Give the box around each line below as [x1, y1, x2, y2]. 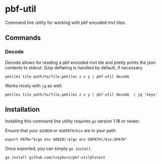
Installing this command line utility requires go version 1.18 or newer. [5, 118, 140, 124]
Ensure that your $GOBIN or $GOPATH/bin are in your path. [5, 128, 117, 134]
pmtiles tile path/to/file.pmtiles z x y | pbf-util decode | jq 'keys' [5, 92, 158, 97]
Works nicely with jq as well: [5, 82, 63, 88]
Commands [5, 34, 41, 42]
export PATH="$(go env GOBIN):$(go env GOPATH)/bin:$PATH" [5, 137, 127, 142]
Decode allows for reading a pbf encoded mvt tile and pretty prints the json [5, 60, 156, 65]
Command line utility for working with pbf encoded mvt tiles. [5, 20, 126, 25]
